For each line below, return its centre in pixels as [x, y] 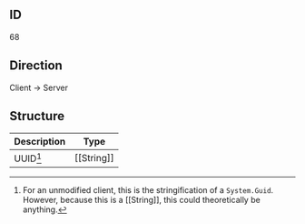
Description [40, 142]
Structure [37, 116]
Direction [36, 66]
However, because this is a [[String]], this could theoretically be [141, 199]
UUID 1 [28, 158]
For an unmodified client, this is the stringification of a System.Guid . [148, 189]
